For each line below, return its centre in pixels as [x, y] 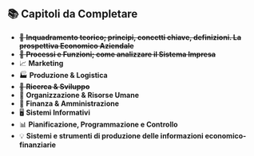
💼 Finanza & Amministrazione [69, 103]
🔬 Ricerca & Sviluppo [54, 86]
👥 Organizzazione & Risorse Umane [79, 95]
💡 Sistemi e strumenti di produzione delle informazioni [111, 135]
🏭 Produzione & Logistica [63, 75]
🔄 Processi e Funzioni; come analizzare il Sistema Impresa [117, 54]
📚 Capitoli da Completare [73, 14]
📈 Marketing [41, 63]
